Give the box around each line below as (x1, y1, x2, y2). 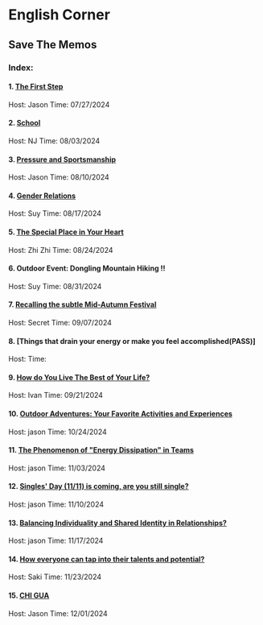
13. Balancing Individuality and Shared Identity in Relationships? (8, 518, 228, 528)
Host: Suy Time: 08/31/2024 (8, 281, 102, 291)
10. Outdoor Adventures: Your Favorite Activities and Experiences (8, 408, 233, 418)
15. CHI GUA (8, 590, 50, 600)
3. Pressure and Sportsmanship (8, 155, 117, 164)
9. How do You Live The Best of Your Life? (8, 372, 150, 382)
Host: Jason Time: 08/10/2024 (8, 172, 110, 182)
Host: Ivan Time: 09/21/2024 (8, 391, 103, 400)
